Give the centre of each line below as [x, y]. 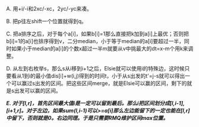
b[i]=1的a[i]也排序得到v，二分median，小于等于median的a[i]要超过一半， [95, 41]
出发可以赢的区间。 [37, 91]
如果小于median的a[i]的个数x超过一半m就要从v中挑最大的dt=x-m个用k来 [99, 48]
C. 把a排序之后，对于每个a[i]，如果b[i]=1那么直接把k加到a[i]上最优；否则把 [97, 34]
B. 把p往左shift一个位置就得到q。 [47, 21]
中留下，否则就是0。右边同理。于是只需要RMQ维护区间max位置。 [87, 118]
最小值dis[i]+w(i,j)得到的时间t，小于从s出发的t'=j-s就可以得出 [110, 76]
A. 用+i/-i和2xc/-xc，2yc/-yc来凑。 [49, 9]
